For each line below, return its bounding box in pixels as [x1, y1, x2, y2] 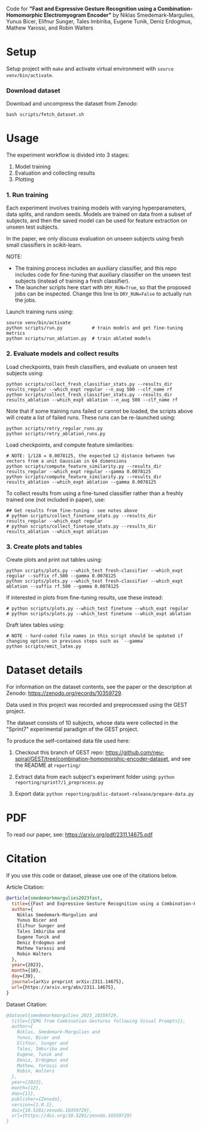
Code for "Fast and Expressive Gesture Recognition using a [6, 5, 157, 12]
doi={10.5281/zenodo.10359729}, [11, 1107, 93, 1113]
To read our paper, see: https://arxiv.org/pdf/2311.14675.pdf [6, 831, 153, 838]
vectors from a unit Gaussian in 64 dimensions [6, 458, 127, 464]
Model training [14, 163, 51, 170]
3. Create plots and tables [6, 542, 83, 551]
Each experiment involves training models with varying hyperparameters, [6, 204, 187, 212]
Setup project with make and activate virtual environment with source [6, 65, 174, 72]
